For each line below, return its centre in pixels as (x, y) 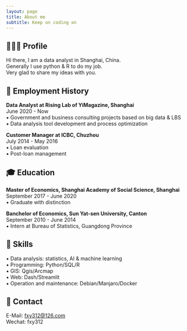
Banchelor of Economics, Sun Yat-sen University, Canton (77, 213)
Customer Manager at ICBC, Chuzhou (52, 135)
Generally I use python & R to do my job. (54, 66)
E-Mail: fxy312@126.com (36, 316)
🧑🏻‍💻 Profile (27, 46)
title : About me (26, 17)
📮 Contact (24, 302)
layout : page (22, 11)
